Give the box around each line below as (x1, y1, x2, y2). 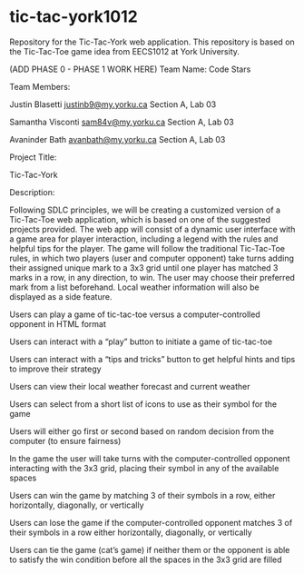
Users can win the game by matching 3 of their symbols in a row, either (9, 490, 276, 500)
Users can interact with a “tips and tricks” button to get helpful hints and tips (9, 353, 296, 364)
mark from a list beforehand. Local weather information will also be (9, 282, 260, 292)
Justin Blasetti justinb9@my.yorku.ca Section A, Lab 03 (9, 98, 217, 110)
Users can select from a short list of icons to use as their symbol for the (9, 398, 278, 410)
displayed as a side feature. (9, 291, 113, 302)
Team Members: (9, 81, 71, 92)
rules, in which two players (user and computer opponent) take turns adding (9, 252, 295, 263)
